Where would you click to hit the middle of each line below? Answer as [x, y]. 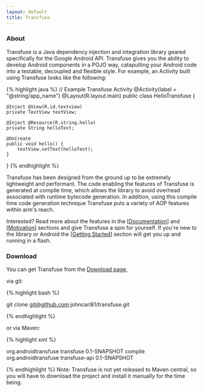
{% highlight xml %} [31, 340]
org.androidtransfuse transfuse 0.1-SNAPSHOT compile [76, 351]
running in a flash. [29, 240]
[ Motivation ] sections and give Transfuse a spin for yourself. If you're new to [101, 227]
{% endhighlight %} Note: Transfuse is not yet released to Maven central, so [101, 370]
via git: [15, 281]
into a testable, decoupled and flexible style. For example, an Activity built [98, 71]
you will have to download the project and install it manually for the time [96, 376]
